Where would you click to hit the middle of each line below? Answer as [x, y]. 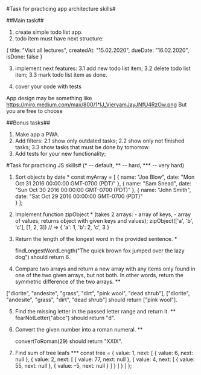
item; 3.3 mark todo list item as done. [61, 75]
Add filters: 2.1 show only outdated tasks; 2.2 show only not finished [100, 141]
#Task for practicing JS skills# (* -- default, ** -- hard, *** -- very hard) [95, 165]
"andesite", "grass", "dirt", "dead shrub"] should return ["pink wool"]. [92, 300]
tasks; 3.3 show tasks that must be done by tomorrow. [82, 147]
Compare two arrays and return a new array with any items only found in [105, 269]
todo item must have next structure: [59, 38]
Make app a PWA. [37, 134]
